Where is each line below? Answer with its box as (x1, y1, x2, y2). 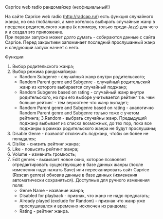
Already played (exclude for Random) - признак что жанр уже (19, 198, 145, 203)
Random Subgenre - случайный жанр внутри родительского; (19, 74, 145, 79)
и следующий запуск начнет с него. (5, 45, 80, 50)
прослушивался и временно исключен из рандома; (19, 203, 127, 209)
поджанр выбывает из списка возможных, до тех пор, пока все (19, 120, 152, 126)
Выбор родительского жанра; (12, 63, 74, 69)
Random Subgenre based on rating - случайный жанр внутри (19, 90, 145, 95)
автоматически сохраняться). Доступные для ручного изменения (12, 177, 150, 183)
